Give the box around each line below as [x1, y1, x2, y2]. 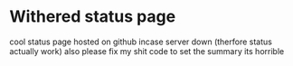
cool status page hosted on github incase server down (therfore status [9, 36, 273, 47]
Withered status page [9, 6, 176, 27]
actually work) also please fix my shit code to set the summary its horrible [9, 45, 285, 56]
